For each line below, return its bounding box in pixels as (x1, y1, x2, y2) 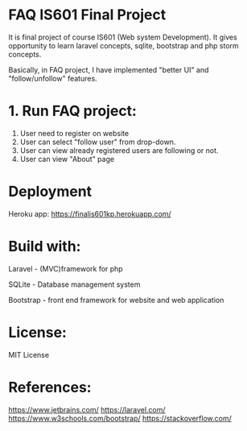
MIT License (8, 350, 50, 359)
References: (8, 378, 92, 396)
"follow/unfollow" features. (8, 73, 98, 83)
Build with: (8, 238, 81, 255)
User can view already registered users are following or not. (19, 145, 219, 155)
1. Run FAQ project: (8, 102, 137, 120)
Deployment (8, 183, 93, 201)
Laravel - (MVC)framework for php (8, 263, 123, 273)
